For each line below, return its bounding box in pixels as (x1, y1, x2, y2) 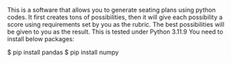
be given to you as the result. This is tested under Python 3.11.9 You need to (7, 27, 223, 36)
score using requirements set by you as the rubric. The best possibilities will (7, 21, 225, 28)
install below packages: (7, 35, 75, 43)
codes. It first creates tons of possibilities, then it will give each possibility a (7, 13, 223, 21)
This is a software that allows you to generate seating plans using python (7, 6, 216, 14)
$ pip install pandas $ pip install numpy (7, 48, 119, 56)
